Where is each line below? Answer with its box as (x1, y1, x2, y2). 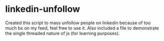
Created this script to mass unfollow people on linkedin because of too (5, 20, 151, 26)
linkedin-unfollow (5, 3, 80, 15)
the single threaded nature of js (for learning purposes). (5, 30, 120, 36)
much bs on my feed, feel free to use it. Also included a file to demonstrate (5, 25, 159, 31)
